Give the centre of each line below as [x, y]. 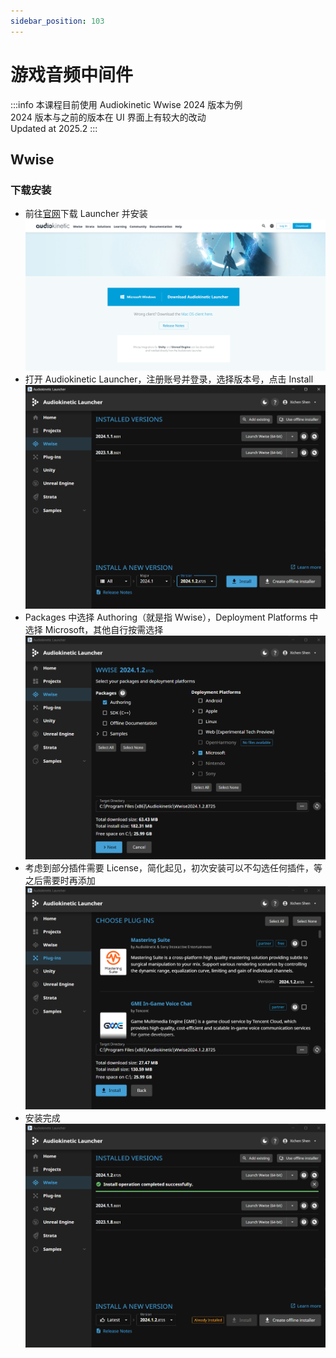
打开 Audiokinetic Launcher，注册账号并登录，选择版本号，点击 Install [169, 379]
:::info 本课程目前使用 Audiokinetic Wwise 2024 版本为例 [126, 104]
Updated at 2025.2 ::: [54, 128]
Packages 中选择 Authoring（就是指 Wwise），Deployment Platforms [166, 617]
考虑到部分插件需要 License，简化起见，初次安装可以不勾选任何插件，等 [173, 867]
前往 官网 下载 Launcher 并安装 [86, 214]
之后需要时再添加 [60, 880]
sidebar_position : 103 [57, 21]
